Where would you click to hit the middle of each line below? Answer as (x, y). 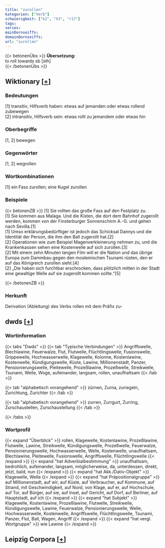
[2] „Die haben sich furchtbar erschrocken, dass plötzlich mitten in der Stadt (82, 268)
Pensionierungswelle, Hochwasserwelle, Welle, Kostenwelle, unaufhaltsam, (81, 451)
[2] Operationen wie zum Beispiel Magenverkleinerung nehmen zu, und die (81, 242)
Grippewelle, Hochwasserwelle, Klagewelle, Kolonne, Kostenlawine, (74, 357)
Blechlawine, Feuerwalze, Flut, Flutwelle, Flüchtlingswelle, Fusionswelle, (78, 352)
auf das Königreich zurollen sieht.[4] (42, 263)
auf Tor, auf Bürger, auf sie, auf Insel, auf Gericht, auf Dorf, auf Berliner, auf (82, 492)
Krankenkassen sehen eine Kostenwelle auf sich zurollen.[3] (66, 247)
